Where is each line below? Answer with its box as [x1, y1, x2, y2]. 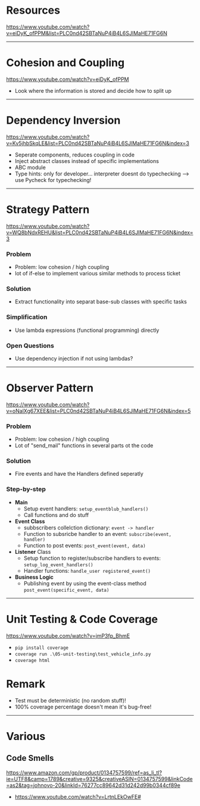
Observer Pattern [6, 381, 94, 395]
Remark [6, 677, 46, 691]
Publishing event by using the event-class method [23, 579, 147, 587]
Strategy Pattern [6, 203, 90, 216]
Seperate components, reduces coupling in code [14, 151, 135, 158]
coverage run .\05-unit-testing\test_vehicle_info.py [14, 651, 151, 657]
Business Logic [14, 573, 54, 581]
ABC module [14, 164, 46, 171]
